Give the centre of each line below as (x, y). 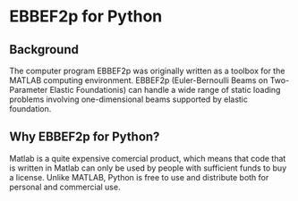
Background (44, 50)
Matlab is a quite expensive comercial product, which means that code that (148, 158)
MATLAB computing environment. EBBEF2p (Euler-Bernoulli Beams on (139, 80)
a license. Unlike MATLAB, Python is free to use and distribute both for (139, 177)
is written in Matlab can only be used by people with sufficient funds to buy (148, 168)
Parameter (29, 90)
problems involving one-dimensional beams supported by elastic (129, 99)
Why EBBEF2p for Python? (85, 137)
